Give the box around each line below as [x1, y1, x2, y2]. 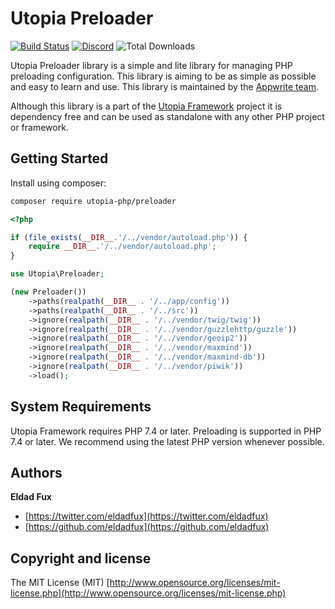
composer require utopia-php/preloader [10, 196, 177, 206]
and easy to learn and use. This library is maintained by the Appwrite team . [10, 80, 319, 92]
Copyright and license [10, 550, 152, 567]
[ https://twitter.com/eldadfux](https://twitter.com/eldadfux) [24, 510, 269, 522]
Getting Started [10, 150, 109, 167]
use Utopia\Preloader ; [10, 269, 105, 279]
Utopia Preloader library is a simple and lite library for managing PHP [10, 59, 293, 71]
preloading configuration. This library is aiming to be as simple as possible [10, 70, 317, 82]
